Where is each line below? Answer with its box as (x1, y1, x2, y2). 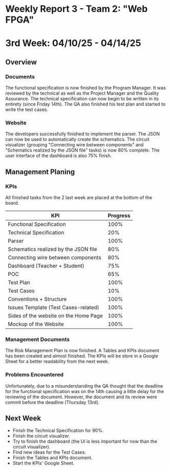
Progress (108, 212, 131, 219)
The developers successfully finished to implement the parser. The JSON (5, 131, 160, 137)
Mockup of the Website (8, 320, 64, 328)
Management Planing (5, 167, 75, 176)
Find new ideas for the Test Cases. (12, 449, 86, 456)
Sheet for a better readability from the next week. (5, 358, 110, 365)
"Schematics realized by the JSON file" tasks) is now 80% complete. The (5, 147, 160, 154)
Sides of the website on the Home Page (8, 312, 103, 319)
